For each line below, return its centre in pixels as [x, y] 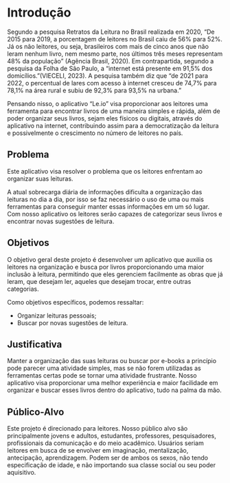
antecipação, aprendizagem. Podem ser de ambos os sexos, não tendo [107, 458]
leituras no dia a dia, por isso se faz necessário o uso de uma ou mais [106, 199]
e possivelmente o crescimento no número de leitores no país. [95, 133]
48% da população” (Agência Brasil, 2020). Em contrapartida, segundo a [111, 61]
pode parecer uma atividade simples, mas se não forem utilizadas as [104, 368]
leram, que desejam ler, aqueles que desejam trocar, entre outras [99, 281]
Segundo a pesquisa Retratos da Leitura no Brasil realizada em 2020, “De [111, 32]
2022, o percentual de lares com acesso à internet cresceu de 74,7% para [112, 83]
